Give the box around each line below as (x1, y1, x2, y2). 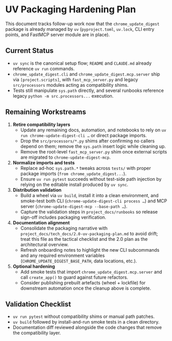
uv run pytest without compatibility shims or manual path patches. (12, 313, 155, 319)
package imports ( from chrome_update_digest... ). (20, 170, 127, 177)
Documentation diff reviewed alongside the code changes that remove (12, 325, 162, 331)
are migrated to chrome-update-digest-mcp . (20, 154, 111, 160)
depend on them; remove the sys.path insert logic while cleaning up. (20, 143, 166, 149)
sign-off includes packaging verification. (20, 214, 106, 220)
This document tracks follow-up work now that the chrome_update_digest (5, 21, 160, 27)
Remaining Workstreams (5, 108, 86, 117)
